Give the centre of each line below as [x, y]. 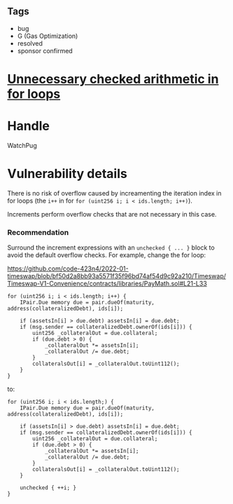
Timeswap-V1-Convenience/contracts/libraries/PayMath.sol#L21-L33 [107, 284]
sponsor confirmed [45, 50]
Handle [29, 126]
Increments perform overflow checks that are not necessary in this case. [112, 214]
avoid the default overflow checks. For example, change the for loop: [107, 255]
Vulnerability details [67, 174]
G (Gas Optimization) [48, 36]
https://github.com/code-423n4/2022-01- [68, 268]
